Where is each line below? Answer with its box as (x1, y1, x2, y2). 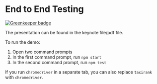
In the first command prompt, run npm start (12, 54, 102, 60)
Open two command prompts (12, 49, 73, 55)
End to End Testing (5, 3, 84, 15)
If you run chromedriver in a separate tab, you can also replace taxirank (5, 69, 153, 75)
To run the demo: (5, 39, 41, 45)
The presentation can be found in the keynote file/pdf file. (5, 29, 123, 35)
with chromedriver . (5, 74, 43, 80)
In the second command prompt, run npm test (12, 59, 107, 65)
